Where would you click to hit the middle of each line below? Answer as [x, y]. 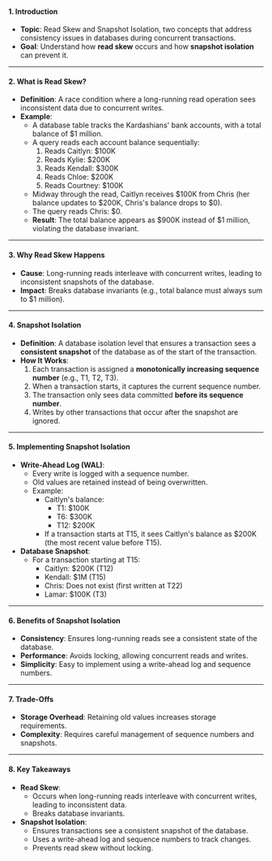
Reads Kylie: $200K [77, 160]
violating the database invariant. [85, 229]
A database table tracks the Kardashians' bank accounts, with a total [147, 125]
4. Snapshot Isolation [45, 325]
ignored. [46, 420]
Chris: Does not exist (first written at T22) [114, 586]
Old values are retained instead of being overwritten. [120, 482]
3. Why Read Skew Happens [57, 255]
